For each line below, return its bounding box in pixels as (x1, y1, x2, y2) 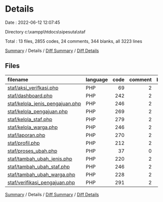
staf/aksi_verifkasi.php (7, 84, 59, 91)
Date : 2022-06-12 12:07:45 (5, 19, 61, 25)
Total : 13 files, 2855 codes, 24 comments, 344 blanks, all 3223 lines (5, 38, 142, 44)
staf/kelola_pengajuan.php (7, 108, 68, 115)
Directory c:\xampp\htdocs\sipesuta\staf (5, 29, 86, 34)
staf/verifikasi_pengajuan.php (7, 179, 75, 185)
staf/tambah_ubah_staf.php (7, 163, 70, 170)
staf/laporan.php (7, 132, 46, 138)
